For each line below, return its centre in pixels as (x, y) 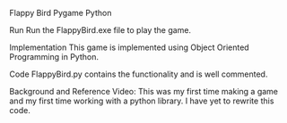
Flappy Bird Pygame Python (61, 13)
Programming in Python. (54, 57)
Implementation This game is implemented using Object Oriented (129, 47)
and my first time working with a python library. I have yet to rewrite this (142, 101)
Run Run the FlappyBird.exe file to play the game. (100, 30)
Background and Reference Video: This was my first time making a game (144, 91)
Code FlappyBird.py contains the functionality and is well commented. (139, 74)
